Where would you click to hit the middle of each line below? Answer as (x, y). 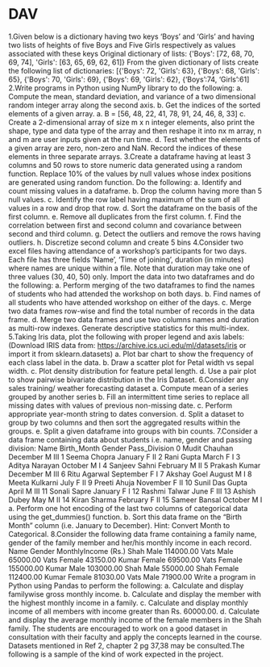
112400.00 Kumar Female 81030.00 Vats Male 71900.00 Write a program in (132, 577)
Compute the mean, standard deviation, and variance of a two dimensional (132, 96)
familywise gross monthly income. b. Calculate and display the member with (135, 594)
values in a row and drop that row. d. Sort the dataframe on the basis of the (133, 208)
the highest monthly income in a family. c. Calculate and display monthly (128, 602)
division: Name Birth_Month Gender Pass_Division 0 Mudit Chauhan (121, 448)
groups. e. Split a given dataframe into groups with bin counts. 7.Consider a (133, 431)
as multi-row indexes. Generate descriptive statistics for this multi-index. (129, 328)
